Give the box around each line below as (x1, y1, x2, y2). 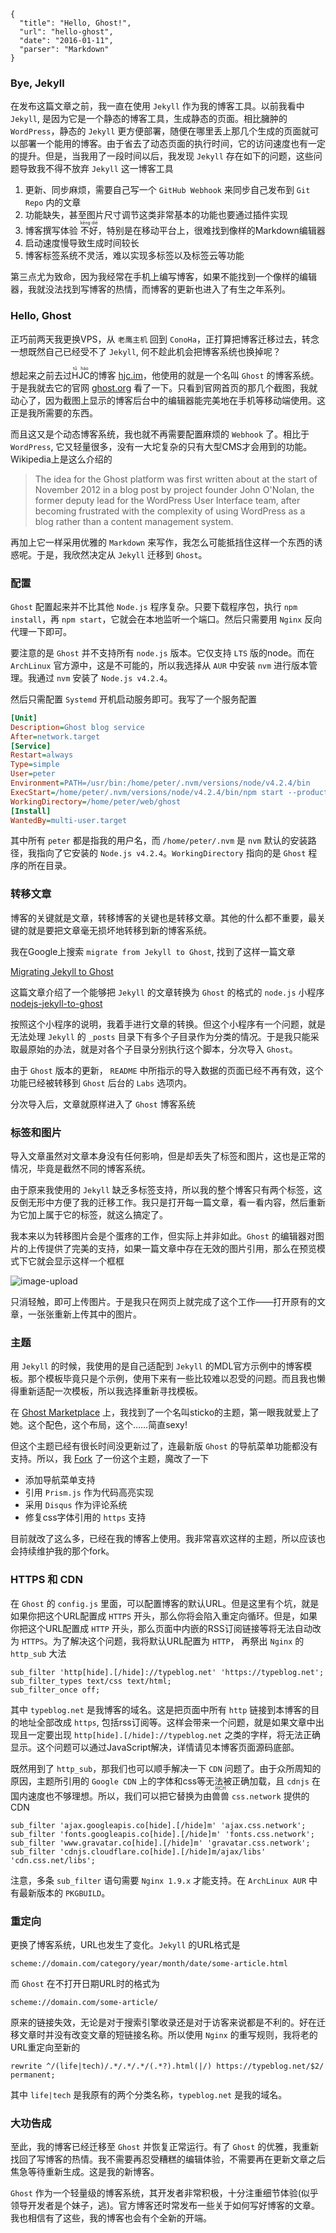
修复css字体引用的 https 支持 (24, 1511, 147, 1524)
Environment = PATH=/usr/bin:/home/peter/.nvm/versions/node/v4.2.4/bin (10, 778, 311, 789)
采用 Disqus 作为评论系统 (24, 1499, 128, 1511)
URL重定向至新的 (10, 2041, 81, 2053)
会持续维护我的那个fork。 (10, 1545, 115, 1557)
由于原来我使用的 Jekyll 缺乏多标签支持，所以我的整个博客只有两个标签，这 (10, 1183, 323, 1195)
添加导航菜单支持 (24, 1474, 96, 1486)
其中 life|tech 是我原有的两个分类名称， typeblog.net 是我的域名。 (10, 2088, 288, 2100)
